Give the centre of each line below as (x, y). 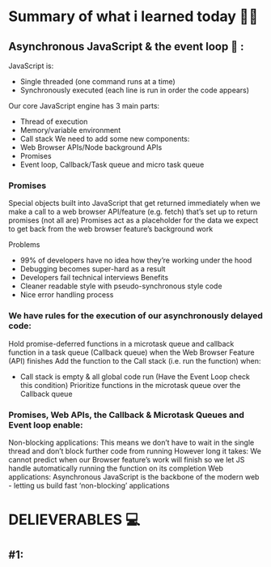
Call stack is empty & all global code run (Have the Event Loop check (135, 377)
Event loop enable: (46, 424)
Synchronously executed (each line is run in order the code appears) (134, 90)
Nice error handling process (67, 295)
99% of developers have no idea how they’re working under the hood (136, 260)
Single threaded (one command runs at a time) (97, 81)
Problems (24, 245)
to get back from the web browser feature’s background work (111, 229)
